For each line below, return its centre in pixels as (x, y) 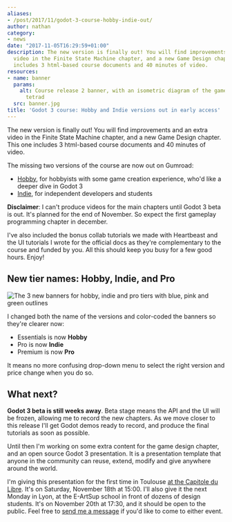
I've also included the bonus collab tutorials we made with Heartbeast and (113, 235)
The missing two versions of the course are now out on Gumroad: (100, 165)
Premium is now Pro (46, 352)
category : (21, 33)
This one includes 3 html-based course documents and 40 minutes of (106, 144)
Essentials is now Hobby (52, 337)
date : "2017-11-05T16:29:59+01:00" (58, 46)
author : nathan (29, 26)
